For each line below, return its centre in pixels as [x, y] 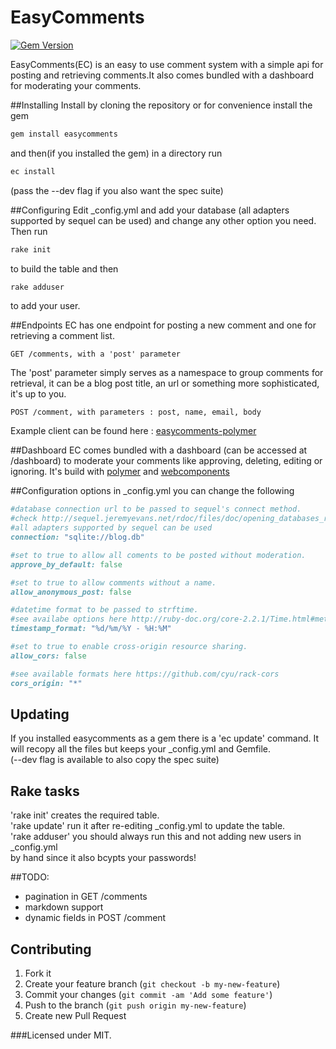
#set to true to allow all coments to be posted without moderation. [158, 555]
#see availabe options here [69, 619]
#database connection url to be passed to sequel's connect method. [156, 509]
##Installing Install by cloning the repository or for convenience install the [161, 105]
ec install [33, 171]
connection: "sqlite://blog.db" [77, 537]
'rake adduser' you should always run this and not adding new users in [156, 837]
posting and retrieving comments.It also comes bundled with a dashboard [162, 75]
